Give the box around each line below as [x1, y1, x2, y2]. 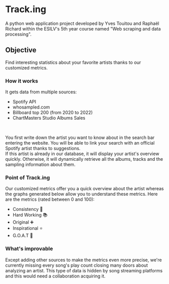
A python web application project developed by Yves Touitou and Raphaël [5, 20, 159, 26]
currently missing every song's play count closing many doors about [5, 262, 148, 268]
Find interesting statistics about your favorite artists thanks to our [5, 59, 141, 65]
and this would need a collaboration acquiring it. [5, 273, 106, 279]
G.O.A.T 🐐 [12, 232, 33, 239]
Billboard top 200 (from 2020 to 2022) [12, 110, 93, 116]
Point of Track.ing [5, 174, 50, 181]
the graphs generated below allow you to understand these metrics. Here [5, 191, 158, 197]
